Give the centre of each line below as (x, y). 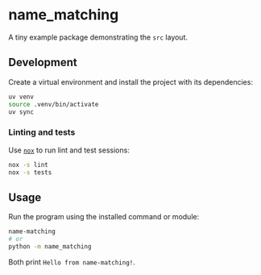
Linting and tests (42, 132)
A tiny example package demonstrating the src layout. (98, 37)
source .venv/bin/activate (54, 104)
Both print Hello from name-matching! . (72, 262)
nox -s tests (30, 172)
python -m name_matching (50, 246)
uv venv (21, 97)
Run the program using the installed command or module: (104, 217)
